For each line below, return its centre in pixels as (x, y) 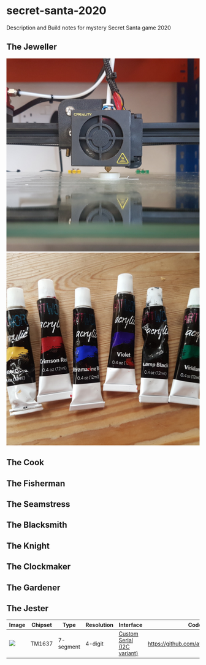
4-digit (95, 644)
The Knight (28, 546)
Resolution (99, 625)
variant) (128, 653)
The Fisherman (36, 483)
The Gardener (33, 587)
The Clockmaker (39, 567)
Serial (126, 640)
